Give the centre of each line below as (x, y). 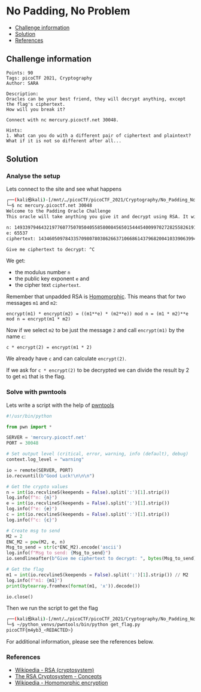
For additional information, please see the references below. (80, 642)
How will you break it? (36, 109)
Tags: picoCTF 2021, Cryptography (49, 78)
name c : (16, 336)
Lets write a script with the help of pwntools (60, 405)
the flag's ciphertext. (36, 104)
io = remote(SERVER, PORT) (40, 470)
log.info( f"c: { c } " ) (32, 520)
